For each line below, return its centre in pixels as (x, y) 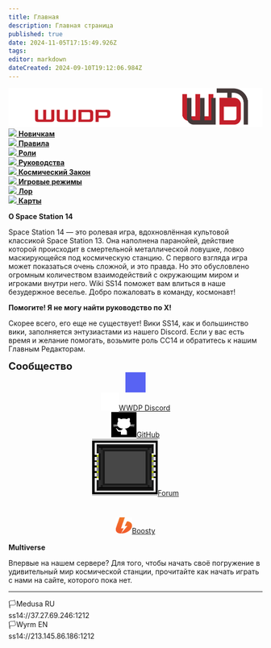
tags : (17, 51)
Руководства (42, 163)
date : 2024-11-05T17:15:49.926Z (63, 43)
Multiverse (27, 547)
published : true (35, 34)
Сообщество (40, 366)
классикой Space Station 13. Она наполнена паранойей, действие (121, 241)
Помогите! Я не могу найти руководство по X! (90, 308)
